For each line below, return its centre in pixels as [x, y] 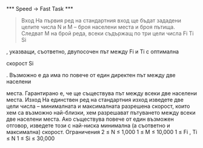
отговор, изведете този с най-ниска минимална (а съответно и [88, 126]
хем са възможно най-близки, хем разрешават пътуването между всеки [101, 113]
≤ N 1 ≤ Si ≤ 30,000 [31, 138]
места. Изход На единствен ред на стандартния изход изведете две [95, 100]
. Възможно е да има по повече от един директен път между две [91, 75]
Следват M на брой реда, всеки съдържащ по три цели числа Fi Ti [107, 33]
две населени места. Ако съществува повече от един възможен [90, 119]
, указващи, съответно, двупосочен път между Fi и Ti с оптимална [93, 52]
